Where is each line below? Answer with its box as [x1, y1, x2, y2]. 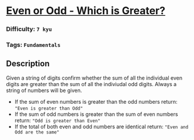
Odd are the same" [14, 129, 60, 135]
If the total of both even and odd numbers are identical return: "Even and [14, 123, 189, 130]
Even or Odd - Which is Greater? [6, 4, 165, 18]
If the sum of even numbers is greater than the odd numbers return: [14, 98, 178, 105]
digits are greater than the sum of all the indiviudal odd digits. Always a [6, 80, 177, 87]
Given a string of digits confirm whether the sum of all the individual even [6, 74, 183, 81]
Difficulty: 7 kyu [6, 25, 53, 33]
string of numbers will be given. [6, 87, 82, 94]
